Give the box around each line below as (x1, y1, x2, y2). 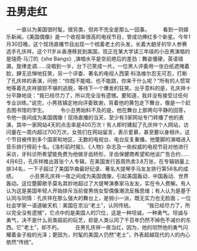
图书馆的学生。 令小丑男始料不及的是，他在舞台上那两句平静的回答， (11, 106, 189, 113)
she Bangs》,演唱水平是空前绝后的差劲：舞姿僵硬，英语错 (43, 55, 184, 62)
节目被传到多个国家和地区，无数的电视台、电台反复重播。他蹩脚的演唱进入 (11, 135, 191, 143)
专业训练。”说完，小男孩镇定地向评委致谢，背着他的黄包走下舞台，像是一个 (6, 99, 186, 106)
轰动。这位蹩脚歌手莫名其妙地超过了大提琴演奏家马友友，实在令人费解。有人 (6, 179, 191, 186)
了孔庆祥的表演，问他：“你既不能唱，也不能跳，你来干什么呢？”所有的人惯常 (6, 77, 191, 84)
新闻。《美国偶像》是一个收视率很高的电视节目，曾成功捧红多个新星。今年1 (11, 33, 191, 40)
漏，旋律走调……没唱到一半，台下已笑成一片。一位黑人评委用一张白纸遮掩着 (6, 62, 190, 69)
